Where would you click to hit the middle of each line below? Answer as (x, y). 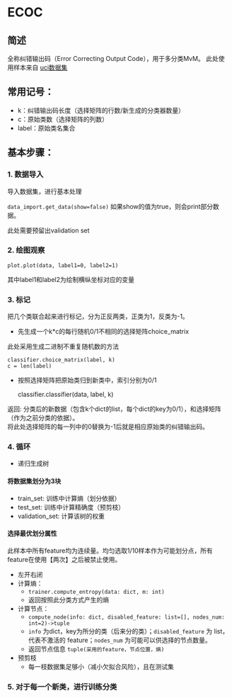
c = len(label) (30, 366)
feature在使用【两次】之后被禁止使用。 (64, 559)
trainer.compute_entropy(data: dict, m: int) (96, 592)
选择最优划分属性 (32, 534)
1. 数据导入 (25, 174)
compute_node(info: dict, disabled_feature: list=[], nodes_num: (126, 617)
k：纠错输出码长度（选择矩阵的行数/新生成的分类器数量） (101, 110)
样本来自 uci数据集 (40, 67)
